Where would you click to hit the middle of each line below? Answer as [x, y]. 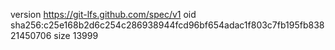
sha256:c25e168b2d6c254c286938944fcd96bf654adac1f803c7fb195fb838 [167, 25]
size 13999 [76, 35]
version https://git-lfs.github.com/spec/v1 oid [103, 14]
